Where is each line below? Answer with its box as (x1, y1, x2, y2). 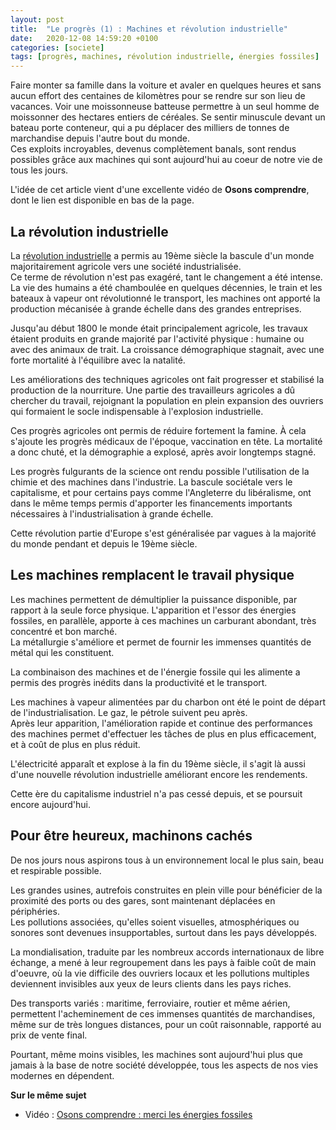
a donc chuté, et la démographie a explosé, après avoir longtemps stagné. (10, 446, 317, 458)
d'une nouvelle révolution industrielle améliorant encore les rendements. (10, 768, 308, 780)
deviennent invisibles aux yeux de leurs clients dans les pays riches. (10, 977, 292, 990)
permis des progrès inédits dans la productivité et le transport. (10, 676, 268, 688)
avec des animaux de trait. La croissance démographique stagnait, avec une (10, 343, 325, 355)
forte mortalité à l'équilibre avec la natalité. (10, 354, 186, 366)
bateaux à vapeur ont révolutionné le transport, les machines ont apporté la (10, 292, 321, 304)
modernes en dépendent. (10, 1069, 115, 1081)
